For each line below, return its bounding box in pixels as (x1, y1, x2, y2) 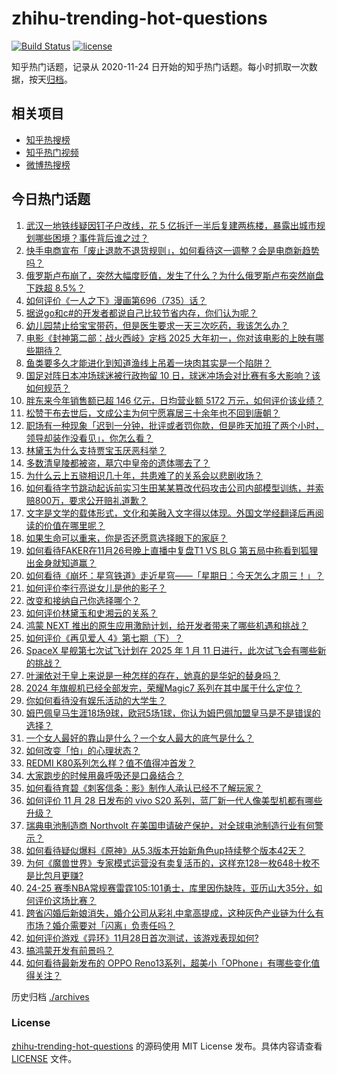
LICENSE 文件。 (11, 1052, 78, 1064)
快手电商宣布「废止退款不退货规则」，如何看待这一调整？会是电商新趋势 (25, 244, 320, 256)
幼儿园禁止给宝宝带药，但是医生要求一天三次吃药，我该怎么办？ (25, 319, 289, 331)
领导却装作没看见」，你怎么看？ (25, 432, 154, 444)
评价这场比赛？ (34, 894, 97, 906)
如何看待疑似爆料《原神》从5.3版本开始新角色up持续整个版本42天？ (25, 844, 306, 856)
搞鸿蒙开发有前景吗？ (25, 944, 114, 956)
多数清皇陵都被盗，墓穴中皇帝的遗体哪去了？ (25, 457, 211, 469)
